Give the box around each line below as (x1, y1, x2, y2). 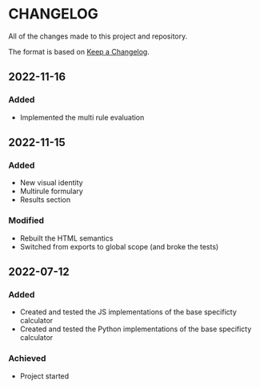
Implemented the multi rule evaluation (19, 112, 145, 122)
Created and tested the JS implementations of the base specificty (19, 307, 238, 317)
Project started (19, 371, 70, 381)
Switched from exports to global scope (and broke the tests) (19, 241, 219, 251)
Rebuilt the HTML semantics (19, 233, 114, 243)
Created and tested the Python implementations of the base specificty (19, 324, 252, 334)
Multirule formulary (19, 186, 84, 197)
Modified (8, 215, 45, 226)
